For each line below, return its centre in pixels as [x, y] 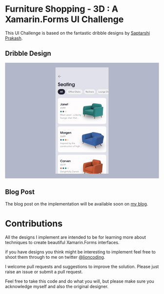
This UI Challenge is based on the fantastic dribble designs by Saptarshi [78, 33]
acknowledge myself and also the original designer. [57, 286]
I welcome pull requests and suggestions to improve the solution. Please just [82, 266]
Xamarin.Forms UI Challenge [64, 19]
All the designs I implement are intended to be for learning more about [76, 237]
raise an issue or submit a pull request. [44, 271]
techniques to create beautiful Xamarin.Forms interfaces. [62, 242]
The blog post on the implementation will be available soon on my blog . [77, 204]
